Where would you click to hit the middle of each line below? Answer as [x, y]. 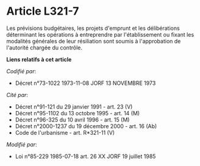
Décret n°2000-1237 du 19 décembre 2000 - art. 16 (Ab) [86, 126]
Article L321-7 [43, 11]
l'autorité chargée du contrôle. [44, 48]
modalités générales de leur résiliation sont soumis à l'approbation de [94, 41]
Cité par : [17, 95]
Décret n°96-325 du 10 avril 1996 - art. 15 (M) [72, 120]
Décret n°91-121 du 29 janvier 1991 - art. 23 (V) [74, 106]
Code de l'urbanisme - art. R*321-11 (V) [65, 132]
